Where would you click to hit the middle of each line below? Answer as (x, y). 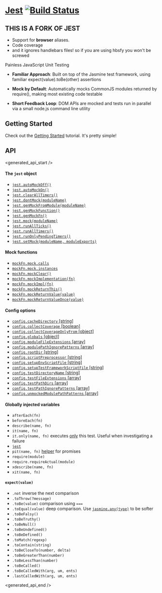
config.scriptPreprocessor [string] (47, 357)
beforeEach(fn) (27, 421)
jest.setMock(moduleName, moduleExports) (54, 241)
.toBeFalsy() (25, 514)
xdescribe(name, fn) (33, 467)
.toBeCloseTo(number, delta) (41, 550)
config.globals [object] (36, 337)
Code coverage (27, 45)
